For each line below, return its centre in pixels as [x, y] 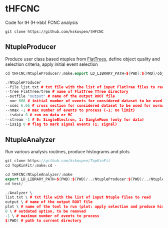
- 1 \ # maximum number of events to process [52, 216]
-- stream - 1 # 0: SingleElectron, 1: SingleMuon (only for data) [74, 119]
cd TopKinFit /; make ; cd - [31, 166]
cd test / [14, 184]
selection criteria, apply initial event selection [52, 64]
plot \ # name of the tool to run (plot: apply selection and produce [80, 207]
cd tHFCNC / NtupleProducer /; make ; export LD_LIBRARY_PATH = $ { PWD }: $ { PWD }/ [81, 73]
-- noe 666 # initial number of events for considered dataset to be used [84, 101]
